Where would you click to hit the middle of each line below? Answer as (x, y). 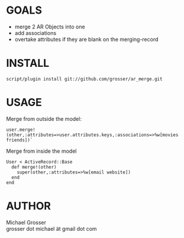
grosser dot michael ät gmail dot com (51, 229)
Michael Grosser (26, 222)
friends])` (20, 140)
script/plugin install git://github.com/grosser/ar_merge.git (84, 79)
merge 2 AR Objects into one (50, 27)
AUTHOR (29, 206)
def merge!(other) (34, 167)
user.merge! (21, 130)
